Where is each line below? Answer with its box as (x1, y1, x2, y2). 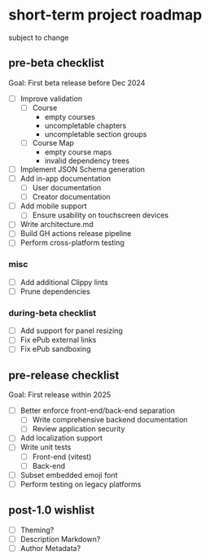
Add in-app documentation (20, 173, 112, 183)
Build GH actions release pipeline (20, 229, 132, 238)
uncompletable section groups (44, 129, 147, 139)
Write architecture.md (20, 220, 94, 230)
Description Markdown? (20, 534, 101, 544)
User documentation (32, 183, 102, 193)
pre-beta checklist (8, 56, 104, 70)
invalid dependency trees (44, 155, 130, 165)
